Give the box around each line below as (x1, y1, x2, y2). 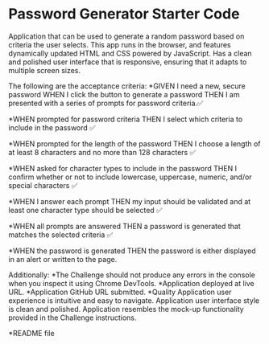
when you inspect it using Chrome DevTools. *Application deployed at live (8, 278, 255, 288)
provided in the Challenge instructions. (8, 313, 137, 322)
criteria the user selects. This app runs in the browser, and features (8, 39, 231, 49)
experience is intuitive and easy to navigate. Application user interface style (8, 295, 260, 305)
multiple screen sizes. (8, 65, 81, 75)
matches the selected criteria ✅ (8, 230, 114, 240)
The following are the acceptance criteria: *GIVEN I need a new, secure (8, 81, 246, 91)
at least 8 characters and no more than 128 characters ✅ (8, 147, 197, 157)
